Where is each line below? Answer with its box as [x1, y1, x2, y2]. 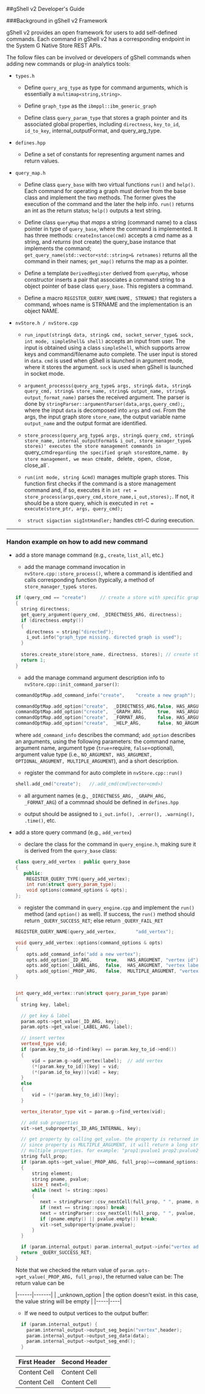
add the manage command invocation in [24, 563, 126, 571]
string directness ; [21, 606, 70, 612]
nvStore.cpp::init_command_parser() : [24, 680, 120, 688]
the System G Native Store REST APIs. [6, 42, 103, 49]
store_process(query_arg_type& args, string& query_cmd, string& [24, 433, 194, 439]
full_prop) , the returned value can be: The [75, 1272, 184, 1280]
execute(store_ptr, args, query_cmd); [24, 506, 123, 512]
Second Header [61, 1358, 108, 1366]
